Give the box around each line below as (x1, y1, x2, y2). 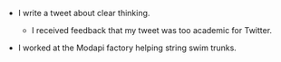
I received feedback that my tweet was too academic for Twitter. (31, 25, 273, 35)
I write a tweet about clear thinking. (17, 8, 150, 18)
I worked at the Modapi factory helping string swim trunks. (17, 42, 237, 53)
